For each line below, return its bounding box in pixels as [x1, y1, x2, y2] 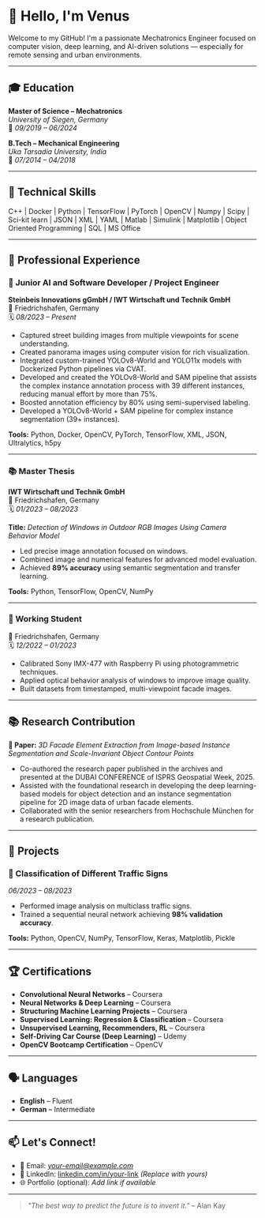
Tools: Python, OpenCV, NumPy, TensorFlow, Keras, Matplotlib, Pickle [8, 934, 235, 943]
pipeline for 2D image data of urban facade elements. [19, 797, 194, 806]
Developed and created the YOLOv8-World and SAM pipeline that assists [19, 373, 257, 382]
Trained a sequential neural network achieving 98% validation [19, 910, 223, 919]
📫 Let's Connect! [8, 1136, 96, 1149]
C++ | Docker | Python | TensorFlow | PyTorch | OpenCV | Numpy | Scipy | [8, 206, 250, 216]
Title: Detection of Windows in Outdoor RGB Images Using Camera [8, 522, 227, 532]
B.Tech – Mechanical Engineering [8, 138, 120, 148]
